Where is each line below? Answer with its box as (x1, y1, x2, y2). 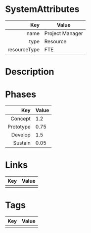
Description (5, 66, 54, 78)
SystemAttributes (5, 3, 80, 15)
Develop (11, 131, 31, 138)
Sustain (13, 139, 31, 146)
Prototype (7, 123, 31, 130)
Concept (10, 116, 31, 122)
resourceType (7, 46, 40, 53)
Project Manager (44, 30, 83, 37)
